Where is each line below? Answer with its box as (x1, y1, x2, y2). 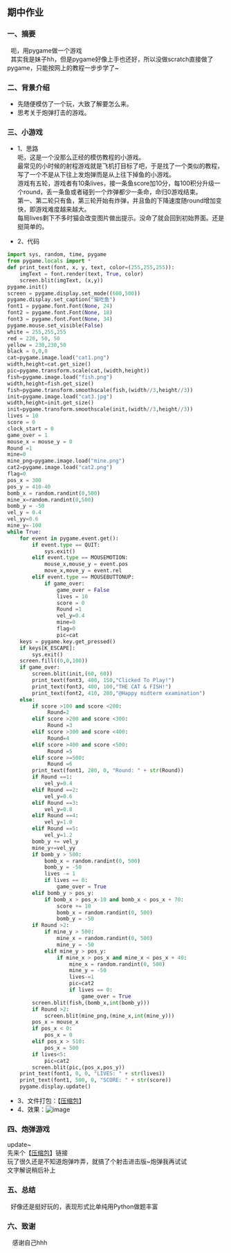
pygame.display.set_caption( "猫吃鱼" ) (7, 296, 116, 303)
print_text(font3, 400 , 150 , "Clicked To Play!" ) (32, 677, 175, 684)
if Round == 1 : (32, 774, 73, 781)
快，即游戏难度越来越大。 (17, 205, 91, 214)
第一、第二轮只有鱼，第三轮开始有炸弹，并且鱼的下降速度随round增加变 (17, 196, 223, 205)
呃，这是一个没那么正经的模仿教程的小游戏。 (17, 153, 145, 162)
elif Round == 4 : (32, 812, 79, 819)
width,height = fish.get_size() (7, 380, 95, 387)
